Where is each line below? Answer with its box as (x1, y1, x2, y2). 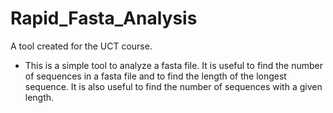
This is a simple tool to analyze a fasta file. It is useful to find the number (24, 59, 324, 71)
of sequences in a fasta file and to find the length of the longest (24, 70, 287, 82)
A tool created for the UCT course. (10, 40, 153, 52)
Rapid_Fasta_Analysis (10, 7, 198, 30)
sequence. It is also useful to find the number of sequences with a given (24, 80, 323, 92)
